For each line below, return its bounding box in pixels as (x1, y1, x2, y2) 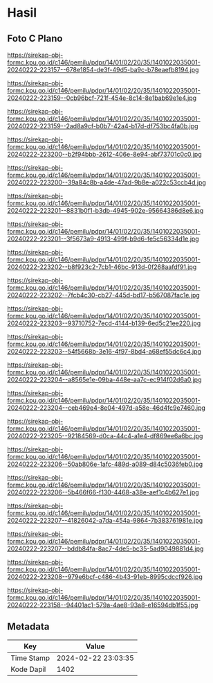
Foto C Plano (7, 33, 63, 44)
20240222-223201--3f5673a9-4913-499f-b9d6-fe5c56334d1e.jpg (7, 234, 199, 243)
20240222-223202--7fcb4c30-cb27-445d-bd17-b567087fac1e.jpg (7, 291, 201, 299)
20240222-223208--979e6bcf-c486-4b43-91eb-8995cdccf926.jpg (7, 573, 203, 580)
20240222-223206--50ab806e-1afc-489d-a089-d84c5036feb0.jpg (7, 460, 203, 468)
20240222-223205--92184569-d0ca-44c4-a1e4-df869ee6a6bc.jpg (7, 432, 203, 440)
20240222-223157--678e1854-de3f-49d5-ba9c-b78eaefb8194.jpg (7, 66, 199, 74)
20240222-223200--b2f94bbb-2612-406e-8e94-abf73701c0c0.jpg (7, 150, 202, 158)
